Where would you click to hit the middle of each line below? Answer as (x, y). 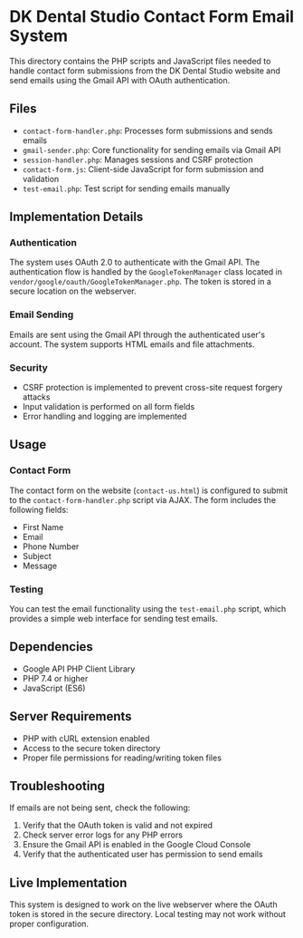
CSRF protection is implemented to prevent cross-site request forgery (152, 388)
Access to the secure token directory (91, 748)
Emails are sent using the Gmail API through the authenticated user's (137, 334)
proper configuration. (49, 924)
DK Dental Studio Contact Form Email (152, 17)
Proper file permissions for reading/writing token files (122, 758)
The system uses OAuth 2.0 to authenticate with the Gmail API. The (135, 262)
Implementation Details (76, 217)
